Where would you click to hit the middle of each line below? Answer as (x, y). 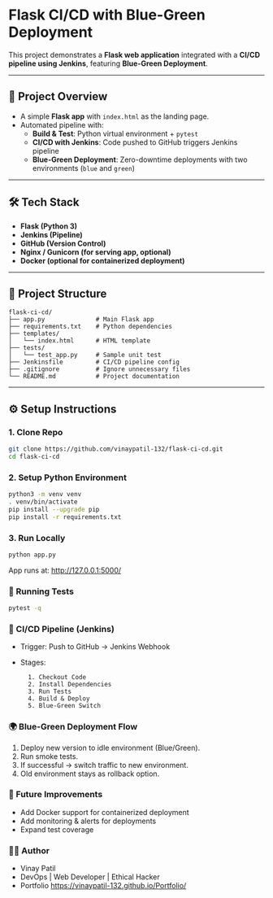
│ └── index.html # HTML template (80, 341)
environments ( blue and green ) (84, 168)
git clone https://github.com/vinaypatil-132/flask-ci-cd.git (116, 449)
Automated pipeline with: (62, 124)
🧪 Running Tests (41, 591)
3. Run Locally (37, 538)
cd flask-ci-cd (34, 456)
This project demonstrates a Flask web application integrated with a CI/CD (134, 54)
